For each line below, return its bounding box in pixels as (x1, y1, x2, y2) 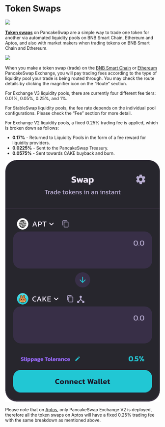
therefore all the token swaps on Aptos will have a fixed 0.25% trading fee (5, 412, 155, 418)
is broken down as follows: (5, 125, 59, 131)
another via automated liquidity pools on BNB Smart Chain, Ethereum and (5, 35, 154, 40)
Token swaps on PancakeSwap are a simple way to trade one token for (5, 29, 150, 35)
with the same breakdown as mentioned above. (5, 417, 101, 423)
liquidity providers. (12, 140, 50, 145)
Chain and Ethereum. (5, 45, 48, 51)
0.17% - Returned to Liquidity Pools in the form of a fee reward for (12, 134, 146, 141)
